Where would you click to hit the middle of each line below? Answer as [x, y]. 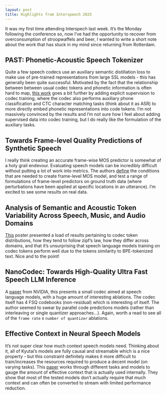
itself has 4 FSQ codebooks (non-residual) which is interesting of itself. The [82, 302]
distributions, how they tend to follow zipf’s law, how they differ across [77, 240]
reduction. [16, 388]
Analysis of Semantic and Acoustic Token [71, 208]
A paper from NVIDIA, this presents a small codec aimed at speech [73, 292]
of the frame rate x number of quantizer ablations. [57, 318]
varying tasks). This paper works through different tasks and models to [78, 367]
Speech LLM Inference [41, 280]
